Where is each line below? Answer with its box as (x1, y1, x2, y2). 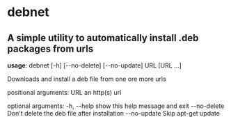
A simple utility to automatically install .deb (7, 32, 199, 44)
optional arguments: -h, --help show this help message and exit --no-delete (7, 102, 225, 110)
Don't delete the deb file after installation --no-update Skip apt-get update (7, 109, 221, 117)
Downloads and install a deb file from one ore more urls (7, 75, 167, 83)
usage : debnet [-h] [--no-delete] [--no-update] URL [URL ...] (7, 61, 182, 70)
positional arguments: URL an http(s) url (7, 88, 122, 96)
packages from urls (7, 42, 94, 54)
